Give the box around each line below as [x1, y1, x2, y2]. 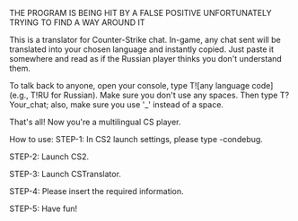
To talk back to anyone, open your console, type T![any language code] [9, 81, 274, 90]
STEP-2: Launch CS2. [9, 151, 90, 162]
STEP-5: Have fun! [9, 203, 78, 214]
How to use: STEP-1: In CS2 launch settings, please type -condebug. [9, 134, 263, 144]
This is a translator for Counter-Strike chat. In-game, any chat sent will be [9, 35, 281, 45]
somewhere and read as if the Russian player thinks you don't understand [9, 54, 283, 64]
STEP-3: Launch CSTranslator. [9, 169, 121, 179]
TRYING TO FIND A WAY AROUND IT [9, 17, 145, 28]
